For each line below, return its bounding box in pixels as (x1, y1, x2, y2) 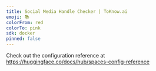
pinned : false (6, 36, 41, 42)
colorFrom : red (6, 19, 44, 25)
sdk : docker (6, 31, 35, 36)
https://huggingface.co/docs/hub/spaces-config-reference (6, 58, 150, 65)
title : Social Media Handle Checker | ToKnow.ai (6, 8, 128, 15)
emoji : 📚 (6, 14, 29, 20)
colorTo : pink (6, 25, 41, 31)
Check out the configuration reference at (6, 52, 105, 59)
